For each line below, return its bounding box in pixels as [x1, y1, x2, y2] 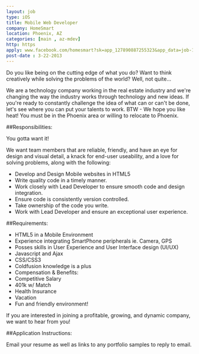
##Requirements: [6, 220, 49, 227]
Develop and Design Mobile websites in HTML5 [14, 170, 131, 178]
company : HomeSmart [6, 25, 54, 31]
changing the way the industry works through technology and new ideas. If [6, 93, 190, 100]
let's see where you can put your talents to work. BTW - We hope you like [6, 105, 185, 112]
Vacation [14, 294, 37, 301]
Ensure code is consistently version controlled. [14, 195, 129, 202]
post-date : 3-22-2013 [6, 53, 62, 59]
